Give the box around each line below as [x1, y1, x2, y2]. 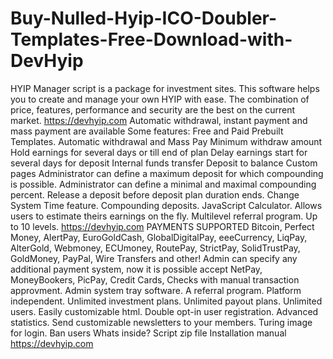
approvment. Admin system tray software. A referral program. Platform [10, 284, 302, 296]
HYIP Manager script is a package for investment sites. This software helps [10, 82, 320, 94]
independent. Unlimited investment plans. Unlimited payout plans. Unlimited [10, 295, 323, 307]
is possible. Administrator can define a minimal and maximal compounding [10, 178, 317, 190]
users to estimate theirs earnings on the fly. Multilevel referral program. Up [10, 210, 318, 222]
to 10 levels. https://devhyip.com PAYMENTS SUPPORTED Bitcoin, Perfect [10, 220, 315, 232]
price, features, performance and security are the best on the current [10, 103, 296, 116]
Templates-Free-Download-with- [10, 28, 293, 51]
